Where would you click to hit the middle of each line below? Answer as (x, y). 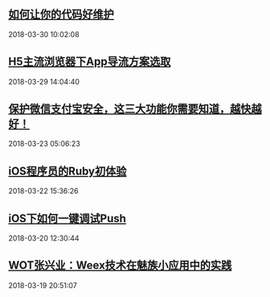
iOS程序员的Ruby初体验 (67, 171)
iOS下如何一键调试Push (67, 219)
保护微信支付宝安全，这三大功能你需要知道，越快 (130, 109)
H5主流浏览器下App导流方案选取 (90, 62)
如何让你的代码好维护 (61, 14)
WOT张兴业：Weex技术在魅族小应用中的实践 (120, 265)
